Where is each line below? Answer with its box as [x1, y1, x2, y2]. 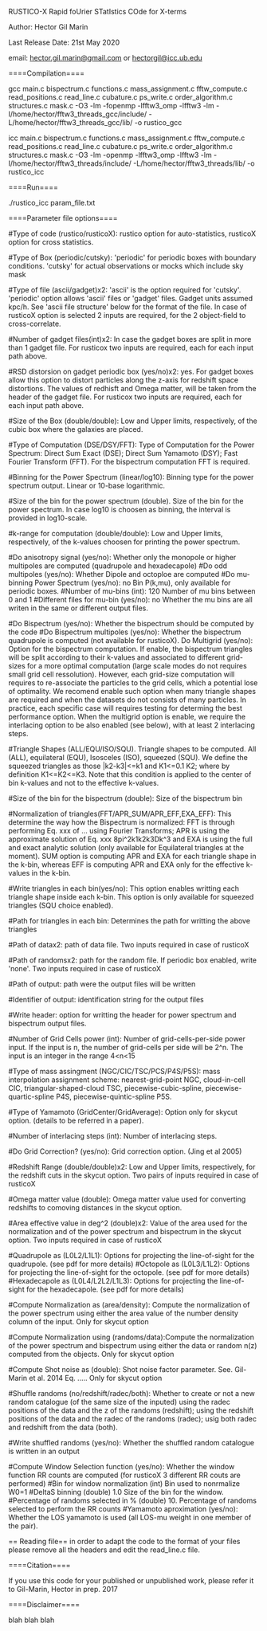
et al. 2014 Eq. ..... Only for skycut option [29, 1374, 163, 1382]
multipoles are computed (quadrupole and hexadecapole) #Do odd [8, 561, 228, 570]
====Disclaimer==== [8, 1600, 80, 1609]
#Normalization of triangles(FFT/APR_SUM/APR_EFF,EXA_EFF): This [8, 809, 232, 818]
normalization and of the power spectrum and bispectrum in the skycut [8, 1227, 241, 1236]
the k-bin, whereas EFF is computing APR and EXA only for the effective [8, 860, 245, 869]
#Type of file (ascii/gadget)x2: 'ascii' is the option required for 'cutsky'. [8, 285, 241, 294]
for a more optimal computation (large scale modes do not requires [26, 661, 247, 670]
